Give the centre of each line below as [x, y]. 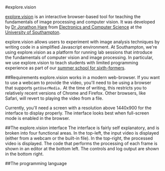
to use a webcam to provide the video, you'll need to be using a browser [78, 83]
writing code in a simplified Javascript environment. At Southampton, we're [81, 47]
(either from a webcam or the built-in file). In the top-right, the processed [79, 138]
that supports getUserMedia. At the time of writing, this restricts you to [76, 88]
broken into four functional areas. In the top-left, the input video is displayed [82, 133]
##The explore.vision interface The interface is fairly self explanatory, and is [82, 128]
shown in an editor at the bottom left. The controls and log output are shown [82, 149]
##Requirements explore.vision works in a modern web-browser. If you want [82, 77]
